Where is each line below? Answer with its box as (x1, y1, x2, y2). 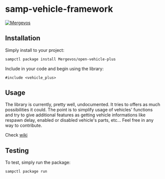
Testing (5, 146, 29, 155)
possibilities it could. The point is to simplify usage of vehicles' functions (5, 107, 153, 113)
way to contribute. (5, 122, 42, 129)
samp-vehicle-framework (5, 3, 114, 15)
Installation (5, 34, 41, 42)
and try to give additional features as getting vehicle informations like (5, 112, 146, 118)
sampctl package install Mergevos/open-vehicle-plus (5, 57, 116, 62)
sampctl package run (5, 169, 48, 174)
